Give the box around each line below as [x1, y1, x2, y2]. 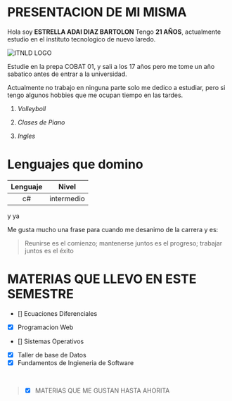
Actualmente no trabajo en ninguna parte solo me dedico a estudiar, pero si [7, 83, 226, 91]
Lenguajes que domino [7, 156, 143, 172]
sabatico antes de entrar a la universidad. [7, 70, 127, 78]
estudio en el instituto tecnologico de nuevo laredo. [7, 34, 156, 43]
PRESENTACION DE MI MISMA [7, 4, 187, 20]
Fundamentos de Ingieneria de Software [17, 358, 134, 367]
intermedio [49, 193, 86, 203]
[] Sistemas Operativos [17, 337, 84, 345]
